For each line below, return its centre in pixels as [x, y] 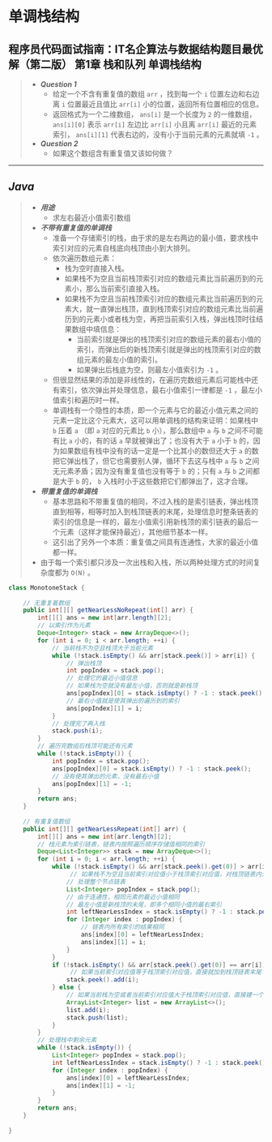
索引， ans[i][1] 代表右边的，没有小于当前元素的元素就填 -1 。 [158, 134]
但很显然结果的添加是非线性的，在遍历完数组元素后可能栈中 [152, 380]
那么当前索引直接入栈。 [125, 288]
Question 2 [59, 144]
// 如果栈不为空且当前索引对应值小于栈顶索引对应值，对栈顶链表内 [166, 874]
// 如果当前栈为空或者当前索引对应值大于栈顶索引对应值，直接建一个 [165, 995]
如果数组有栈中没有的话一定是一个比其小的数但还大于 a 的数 [159, 450]
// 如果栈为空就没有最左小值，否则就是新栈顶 [132, 686]
